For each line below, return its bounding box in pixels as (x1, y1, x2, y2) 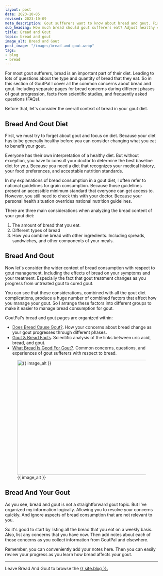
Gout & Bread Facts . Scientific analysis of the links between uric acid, (12, 334, 151, 340)
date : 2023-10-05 (5, 12, 40, 17)
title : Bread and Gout (5, 30, 51, 35)
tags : (5, 48, 16, 53)
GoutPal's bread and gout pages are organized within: (5, 315, 113, 321)
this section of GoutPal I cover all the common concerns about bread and (5, 81, 151, 87)
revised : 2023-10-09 (5, 16, 47, 21)
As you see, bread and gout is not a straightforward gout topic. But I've (5, 501, 147, 507)
